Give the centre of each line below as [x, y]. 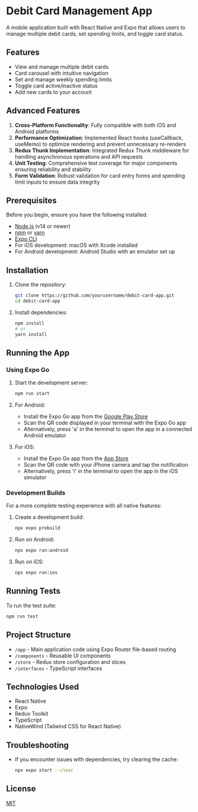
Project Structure [39, 635]
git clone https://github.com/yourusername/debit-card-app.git [95, 295]
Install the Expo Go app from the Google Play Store [86, 417]
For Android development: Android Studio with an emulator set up [95, 251]
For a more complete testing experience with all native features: [84, 506]
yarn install [31, 334]
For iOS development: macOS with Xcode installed [76, 246]
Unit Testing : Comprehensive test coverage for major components [96, 163]
